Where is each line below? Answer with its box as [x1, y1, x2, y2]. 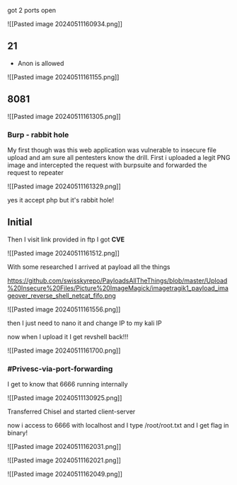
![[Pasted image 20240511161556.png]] [7, 304, 121, 314]
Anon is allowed [17, 59, 64, 67]
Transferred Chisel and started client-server [7, 407, 136, 416]
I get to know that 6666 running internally [7, 380, 129, 389]
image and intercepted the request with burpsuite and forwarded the [7, 161, 207, 169]
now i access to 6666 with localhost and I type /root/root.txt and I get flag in [7, 421, 229, 430]
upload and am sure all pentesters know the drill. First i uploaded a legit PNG [7, 153, 231, 161]
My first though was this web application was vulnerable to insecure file [7, 145, 217, 154]
